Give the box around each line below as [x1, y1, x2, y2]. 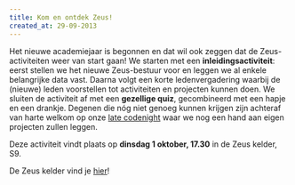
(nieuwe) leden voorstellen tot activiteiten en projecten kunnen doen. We [9, 84, 275, 94]
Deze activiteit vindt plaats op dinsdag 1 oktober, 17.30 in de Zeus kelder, [9, 139, 278, 149]
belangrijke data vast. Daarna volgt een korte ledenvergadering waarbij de [9, 74, 281, 84]
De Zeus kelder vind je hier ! [9, 165, 110, 176]
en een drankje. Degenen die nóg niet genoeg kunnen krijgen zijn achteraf [9, 102, 282, 113]
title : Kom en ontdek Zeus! [9, 12, 114, 22]
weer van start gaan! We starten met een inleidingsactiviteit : [51, 55, 275, 66]
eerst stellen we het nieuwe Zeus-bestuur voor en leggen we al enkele [9, 64, 267, 76]
